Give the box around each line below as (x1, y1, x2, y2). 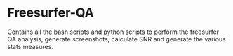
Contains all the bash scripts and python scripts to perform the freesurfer (7, 28, 220, 36)
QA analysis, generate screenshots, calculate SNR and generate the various (7, 35, 226, 43)
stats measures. (7, 42, 54, 50)
